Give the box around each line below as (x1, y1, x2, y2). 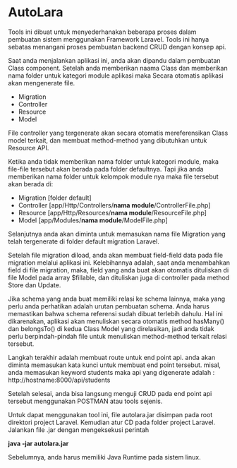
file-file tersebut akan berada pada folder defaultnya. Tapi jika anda (8, 164, 204, 173)
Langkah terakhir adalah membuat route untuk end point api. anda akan (8, 353, 216, 361)
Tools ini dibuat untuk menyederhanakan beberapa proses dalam (8, 28, 197, 36)
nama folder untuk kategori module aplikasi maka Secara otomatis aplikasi (8, 71, 224, 80)
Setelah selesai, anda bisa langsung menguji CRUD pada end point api (8, 389, 212, 397)
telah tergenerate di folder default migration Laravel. (8, 237, 159, 246)
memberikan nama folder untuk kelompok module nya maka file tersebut (8, 172, 219, 181)
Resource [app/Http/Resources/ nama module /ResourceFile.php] (18, 208, 207, 217)
